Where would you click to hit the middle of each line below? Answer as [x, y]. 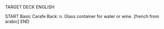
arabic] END [17, 22]
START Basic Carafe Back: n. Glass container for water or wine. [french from [82, 16]
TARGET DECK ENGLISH [30, 7]
